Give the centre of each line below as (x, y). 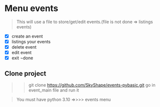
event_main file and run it (54, 90)
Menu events (32, 8)
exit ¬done (22, 58)
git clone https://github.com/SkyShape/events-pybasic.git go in (92, 85)
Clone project (25, 74)
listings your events (31, 42)
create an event (27, 36)
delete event (24, 47)
